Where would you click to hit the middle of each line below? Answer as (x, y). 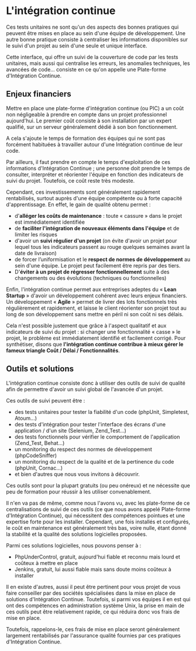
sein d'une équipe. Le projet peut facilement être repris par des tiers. (97, 265)
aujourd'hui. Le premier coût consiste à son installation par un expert (89, 121)
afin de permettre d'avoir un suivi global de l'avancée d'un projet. (85, 389)
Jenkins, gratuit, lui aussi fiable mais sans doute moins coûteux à (93, 569)
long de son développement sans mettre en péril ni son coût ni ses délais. (95, 314)
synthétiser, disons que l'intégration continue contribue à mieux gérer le (95, 344)
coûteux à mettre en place (46, 563)
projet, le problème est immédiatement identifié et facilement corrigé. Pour (96, 338)
